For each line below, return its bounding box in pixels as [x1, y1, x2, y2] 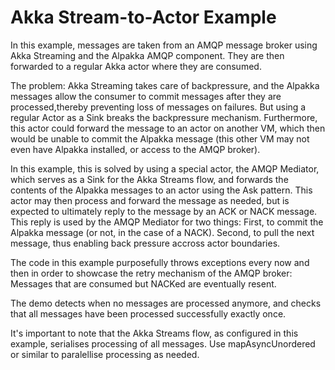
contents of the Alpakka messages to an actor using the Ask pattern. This [10, 184, 313, 196]
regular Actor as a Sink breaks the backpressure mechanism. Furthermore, [10, 111, 318, 123]
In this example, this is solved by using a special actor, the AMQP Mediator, [10, 162, 320, 175]
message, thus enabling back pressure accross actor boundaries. [10, 237, 281, 249]
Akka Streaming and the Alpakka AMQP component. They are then [10, 49, 285, 61]
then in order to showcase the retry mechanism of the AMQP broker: [10, 267, 293, 279]
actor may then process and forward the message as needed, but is [10, 194, 290, 206]
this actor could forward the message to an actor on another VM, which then [10, 122, 326, 134]
